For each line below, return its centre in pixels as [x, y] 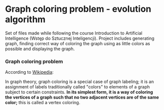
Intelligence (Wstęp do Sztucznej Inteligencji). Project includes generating [80, 38]
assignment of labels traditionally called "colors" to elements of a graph [78, 87]
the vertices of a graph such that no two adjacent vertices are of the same [82, 97]
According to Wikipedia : [29, 72]
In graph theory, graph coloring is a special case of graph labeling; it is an [80, 82]
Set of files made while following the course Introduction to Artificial [74, 33]
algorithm [25, 19]
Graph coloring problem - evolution [78, 9]
